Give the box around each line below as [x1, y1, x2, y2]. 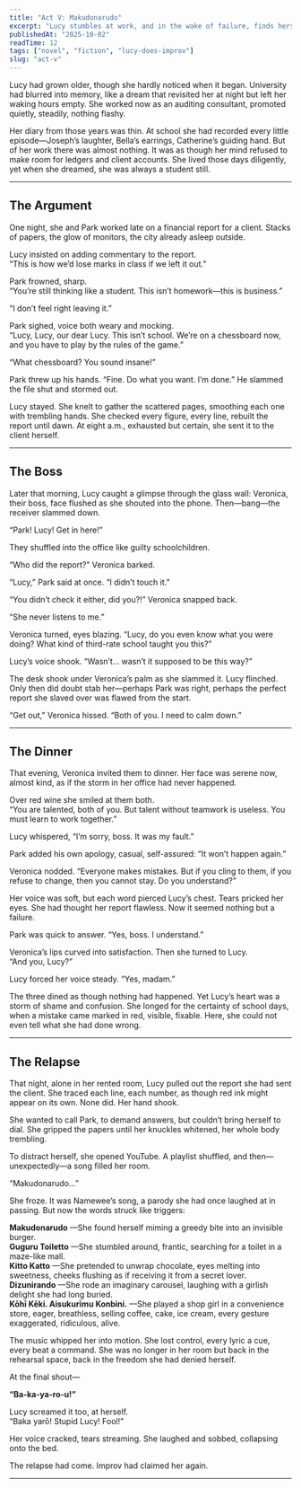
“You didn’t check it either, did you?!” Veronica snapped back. [9, 594, 237, 604]
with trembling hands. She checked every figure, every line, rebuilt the [9, 410, 269, 421]
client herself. [9, 429, 60, 440]
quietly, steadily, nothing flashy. [9, 109, 126, 119]
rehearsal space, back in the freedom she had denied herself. [9, 1354, 236, 1365]
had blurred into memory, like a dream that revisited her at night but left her [9, 89, 287, 100]
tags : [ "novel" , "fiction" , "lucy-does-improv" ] [9, 47, 194, 56]
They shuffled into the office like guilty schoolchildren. [9, 541, 211, 552]
